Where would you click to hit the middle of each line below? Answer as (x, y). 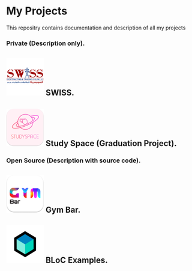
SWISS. (60, 93)
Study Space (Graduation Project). (111, 143)
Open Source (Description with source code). (73, 160)
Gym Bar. (63, 209)
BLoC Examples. (76, 260)
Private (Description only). (46, 43)
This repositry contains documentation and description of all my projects (96, 28)
